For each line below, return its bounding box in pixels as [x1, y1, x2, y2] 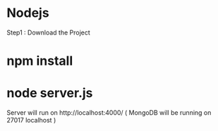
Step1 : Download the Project [6, 28, 91, 37]
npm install [6, 53, 73, 69]
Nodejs [6, 5, 50, 21]
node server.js [6, 85, 93, 101]
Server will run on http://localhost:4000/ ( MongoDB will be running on [6, 108, 212, 117]
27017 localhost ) [6, 116, 56, 125]
